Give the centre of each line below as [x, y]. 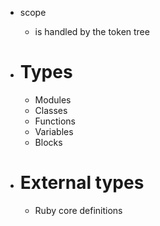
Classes [51, 110]
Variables [54, 131]
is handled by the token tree [92, 31]
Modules [53, 99]
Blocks [48, 142]
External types [82, 183]
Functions [55, 121]
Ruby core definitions [78, 210]
